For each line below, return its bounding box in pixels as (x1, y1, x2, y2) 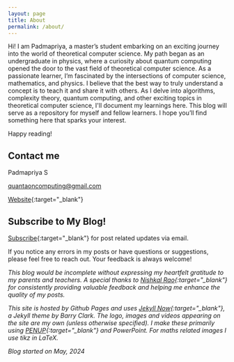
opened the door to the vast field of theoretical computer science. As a (8, 64, 212, 73)
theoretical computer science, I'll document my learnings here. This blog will (8, 102, 227, 110)
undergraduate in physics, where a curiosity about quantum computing (8, 57, 212, 65)
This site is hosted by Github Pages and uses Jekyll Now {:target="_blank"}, (8, 304, 226, 312)
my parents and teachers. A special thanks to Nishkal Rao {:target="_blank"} (8, 276, 228, 284)
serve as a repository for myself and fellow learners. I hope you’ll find (8, 109, 208, 117)
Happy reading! (8, 129, 52, 138)
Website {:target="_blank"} (8, 196, 84, 204)
